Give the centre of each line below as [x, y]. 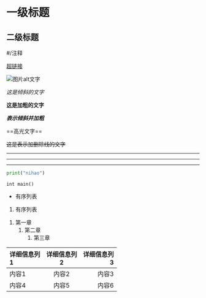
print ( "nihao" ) [26, 173]
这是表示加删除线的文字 [36, 144]
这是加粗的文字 [25, 105]
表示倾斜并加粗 [25, 118]
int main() [20, 184]
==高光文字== [25, 131]
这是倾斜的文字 [25, 92]
